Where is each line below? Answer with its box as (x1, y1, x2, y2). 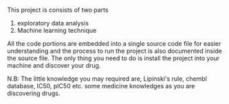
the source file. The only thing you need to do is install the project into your (7, 54, 220, 62)
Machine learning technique (17, 27, 97, 34)
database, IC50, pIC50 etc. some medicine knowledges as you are (7, 82, 195, 90)
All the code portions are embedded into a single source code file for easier (7, 40, 221, 47)
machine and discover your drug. (7, 62, 101, 69)
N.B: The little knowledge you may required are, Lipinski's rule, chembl (7, 75, 208, 83)
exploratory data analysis (17, 19, 89, 27)
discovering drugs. (7, 89, 61, 97)
